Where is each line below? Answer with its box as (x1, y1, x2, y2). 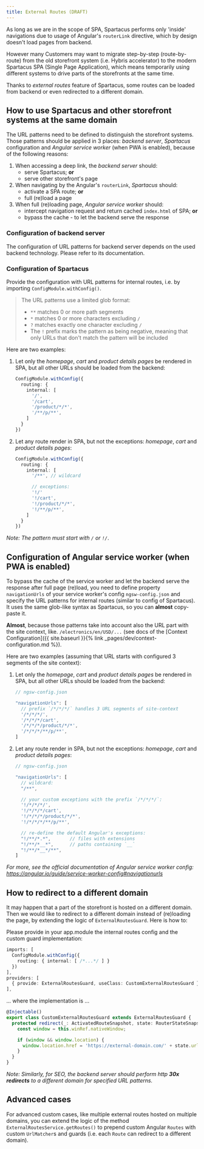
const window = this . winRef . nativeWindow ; (17, 1026, 126, 1032)
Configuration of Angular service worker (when (6, 552, 190, 562)
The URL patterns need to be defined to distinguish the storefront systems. (6, 131, 194, 139)
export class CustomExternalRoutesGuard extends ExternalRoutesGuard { (6, 1015, 191, 1021)
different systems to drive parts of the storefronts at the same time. (6, 69, 174, 77)
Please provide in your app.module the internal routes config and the (6, 928, 178, 936)
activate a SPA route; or (24, 188, 84, 195)
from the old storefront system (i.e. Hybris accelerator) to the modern (22, 57, 197, 64)
